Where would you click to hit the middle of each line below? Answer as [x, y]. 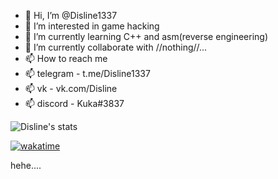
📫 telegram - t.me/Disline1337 [87, 73]
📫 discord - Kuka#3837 [74, 103]
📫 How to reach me [66, 58]
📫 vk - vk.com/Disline [71, 88]
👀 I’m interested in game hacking [92, 26]
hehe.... [26, 165]
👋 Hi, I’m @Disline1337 [71, 15]
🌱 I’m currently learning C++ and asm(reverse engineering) [146, 36]
